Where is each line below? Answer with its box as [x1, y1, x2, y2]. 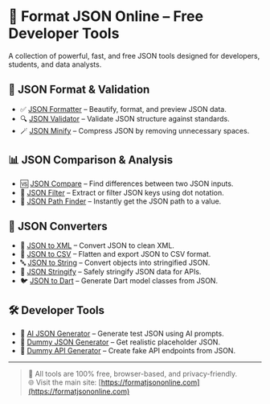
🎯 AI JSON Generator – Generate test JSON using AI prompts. [19, 329, 224, 339]
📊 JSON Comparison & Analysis [8, 153, 174, 167]
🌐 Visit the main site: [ [27, 377, 102, 387]
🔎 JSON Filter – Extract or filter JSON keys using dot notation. [19, 188, 225, 197]
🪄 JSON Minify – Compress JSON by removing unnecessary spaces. [19, 126, 250, 135]
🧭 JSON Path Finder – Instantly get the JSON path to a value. [19, 196, 222, 206]
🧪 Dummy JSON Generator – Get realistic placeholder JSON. [19, 337, 221, 347]
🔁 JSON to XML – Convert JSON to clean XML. [19, 241, 175, 250]
